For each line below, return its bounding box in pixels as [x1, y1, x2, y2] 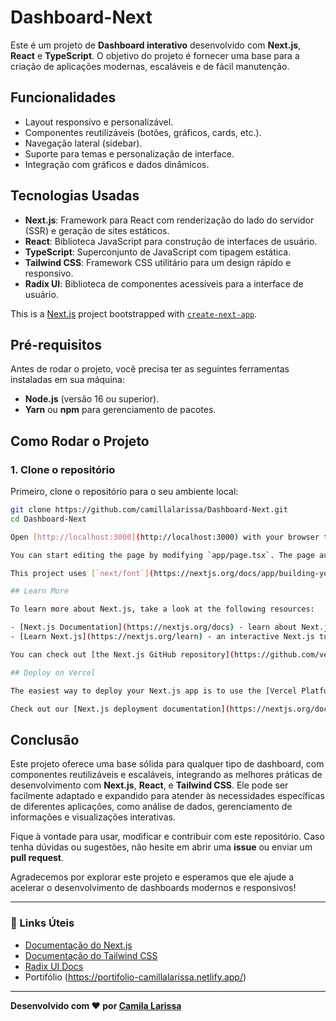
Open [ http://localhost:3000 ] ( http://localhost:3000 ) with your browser [10, 532, 320, 542]
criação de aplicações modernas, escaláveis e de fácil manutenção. [10, 60, 290, 72]
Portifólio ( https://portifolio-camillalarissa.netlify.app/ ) [24, 971, 247, 983]
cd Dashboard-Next [10, 514, 87, 524]
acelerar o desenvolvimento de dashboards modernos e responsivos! [10, 882, 297, 894]
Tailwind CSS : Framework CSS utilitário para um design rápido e [24, 256, 292, 268]
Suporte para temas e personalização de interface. [24, 147, 235, 160]
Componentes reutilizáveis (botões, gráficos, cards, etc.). [24, 126, 262, 138]
